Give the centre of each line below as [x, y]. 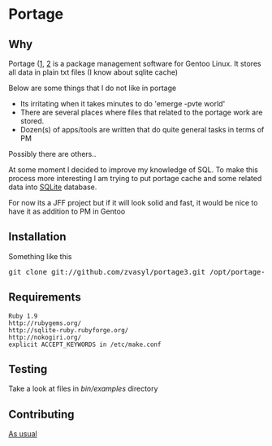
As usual [23, 434]
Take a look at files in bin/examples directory [83, 389]
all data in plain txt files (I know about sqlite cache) [93, 72]
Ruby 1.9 [23, 316]
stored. [32, 121]
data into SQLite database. [53, 187]
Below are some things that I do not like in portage [93, 88]
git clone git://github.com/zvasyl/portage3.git [107, 272]
